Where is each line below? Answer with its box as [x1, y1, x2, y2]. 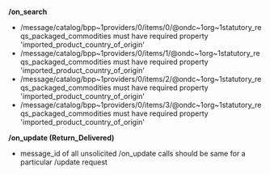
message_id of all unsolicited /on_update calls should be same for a [19, 149, 246, 158]
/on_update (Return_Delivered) [8, 133, 115, 143]
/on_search [8, 7, 48, 16]
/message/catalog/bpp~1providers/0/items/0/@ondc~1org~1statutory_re [19, 23, 262, 32]
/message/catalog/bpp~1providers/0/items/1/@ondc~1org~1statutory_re [19, 49, 260, 58]
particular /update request [19, 157, 108, 167]
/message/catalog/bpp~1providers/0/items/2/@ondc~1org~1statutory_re [19, 75, 262, 83]
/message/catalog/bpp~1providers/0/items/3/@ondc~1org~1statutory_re [19, 100, 262, 109]
